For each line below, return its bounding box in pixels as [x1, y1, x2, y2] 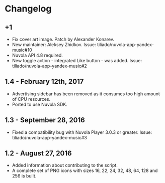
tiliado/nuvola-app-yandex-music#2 [12, 63, 87, 69]
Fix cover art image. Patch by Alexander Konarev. [12, 36, 114, 42]
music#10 [12, 47, 32, 53]
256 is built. [12, 173, 37, 179]
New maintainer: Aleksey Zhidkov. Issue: [12, 42, 96, 48]
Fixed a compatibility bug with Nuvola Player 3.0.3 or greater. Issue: [12, 129, 152, 135]
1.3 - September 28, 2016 [5, 116, 85, 124]
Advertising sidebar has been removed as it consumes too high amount [12, 91, 160, 97]
